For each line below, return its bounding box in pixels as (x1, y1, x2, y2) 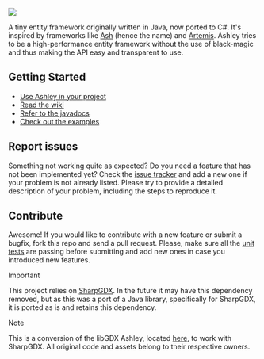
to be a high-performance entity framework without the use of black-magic (8, 40, 254, 48)
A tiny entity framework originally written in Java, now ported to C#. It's (8, 22, 242, 32)
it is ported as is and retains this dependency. (8, 303, 157, 312)
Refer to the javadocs (19, 108, 90, 118)
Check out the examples (19, 116, 100, 126)
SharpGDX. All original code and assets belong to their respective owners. (8, 342, 251, 352)
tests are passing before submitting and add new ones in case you (8, 246, 226, 257)
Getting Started (8, 71, 86, 84)
